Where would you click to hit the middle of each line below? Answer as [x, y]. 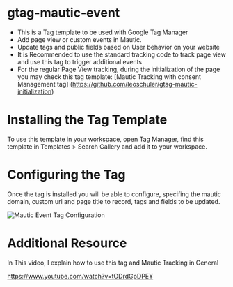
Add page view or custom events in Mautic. [79, 39]
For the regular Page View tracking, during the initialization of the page [119, 69]
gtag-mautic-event [64, 13]
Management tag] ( [45, 84]
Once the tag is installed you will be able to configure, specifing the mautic [114, 194]
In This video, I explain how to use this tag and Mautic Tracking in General [113, 263]
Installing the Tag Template [87, 120]
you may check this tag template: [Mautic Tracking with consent [109, 76]
